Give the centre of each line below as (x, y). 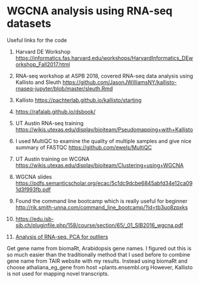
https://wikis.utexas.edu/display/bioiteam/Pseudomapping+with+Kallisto (104, 129)
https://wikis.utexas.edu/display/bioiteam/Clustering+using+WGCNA (99, 165)
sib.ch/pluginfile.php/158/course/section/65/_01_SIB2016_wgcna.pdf (99, 225)
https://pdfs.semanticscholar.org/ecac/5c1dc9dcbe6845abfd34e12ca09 (104, 183)
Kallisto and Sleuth (38, 82)
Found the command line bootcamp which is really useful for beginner (101, 201)
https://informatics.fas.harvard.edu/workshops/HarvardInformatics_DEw (104, 58)
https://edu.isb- (35, 219)
